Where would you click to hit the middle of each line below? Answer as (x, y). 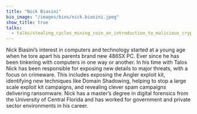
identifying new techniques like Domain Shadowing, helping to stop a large (96, 81)
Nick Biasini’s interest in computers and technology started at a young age (96, 50)
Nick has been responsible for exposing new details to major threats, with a (97, 68)
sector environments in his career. (47, 106)
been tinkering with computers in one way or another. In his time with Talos (97, 63)
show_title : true (27, 22)
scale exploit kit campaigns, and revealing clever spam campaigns (86, 87)
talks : (14, 28)
